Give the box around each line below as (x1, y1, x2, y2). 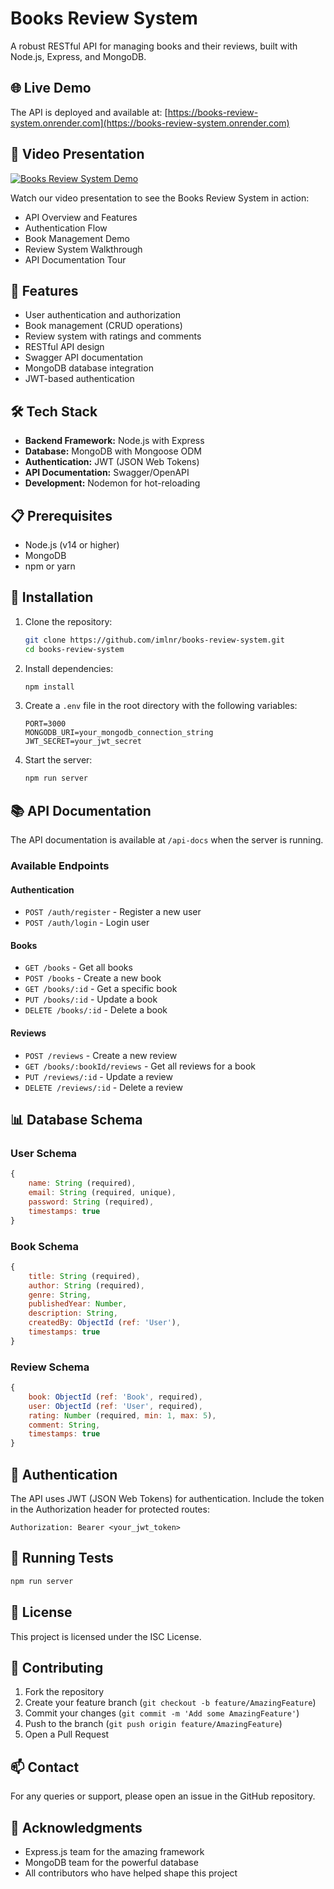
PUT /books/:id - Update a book (24, 993, 158, 1006)
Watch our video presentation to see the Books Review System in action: (10, 192, 310, 204)
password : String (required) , (28, 1197, 155, 1207)
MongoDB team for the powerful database (24, 1856, 199, 1868)
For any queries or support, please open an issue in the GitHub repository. (10, 1790, 316, 1802)
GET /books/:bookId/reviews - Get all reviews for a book (24, 1060, 257, 1072)
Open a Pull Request (24, 1728, 110, 1741)
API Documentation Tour (24, 253, 127, 266)
